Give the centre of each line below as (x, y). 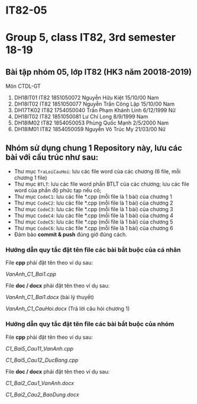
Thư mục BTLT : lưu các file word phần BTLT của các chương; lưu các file (102, 184)
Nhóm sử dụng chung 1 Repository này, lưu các (94, 148)
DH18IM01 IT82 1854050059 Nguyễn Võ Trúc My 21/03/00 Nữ (90, 129)
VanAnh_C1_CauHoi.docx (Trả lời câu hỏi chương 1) (68, 308)
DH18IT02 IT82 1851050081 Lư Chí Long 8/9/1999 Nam (81, 117)
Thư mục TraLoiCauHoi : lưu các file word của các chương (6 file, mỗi (97, 171)
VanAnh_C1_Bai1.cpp (31, 274)
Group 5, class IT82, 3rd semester (91, 38)
